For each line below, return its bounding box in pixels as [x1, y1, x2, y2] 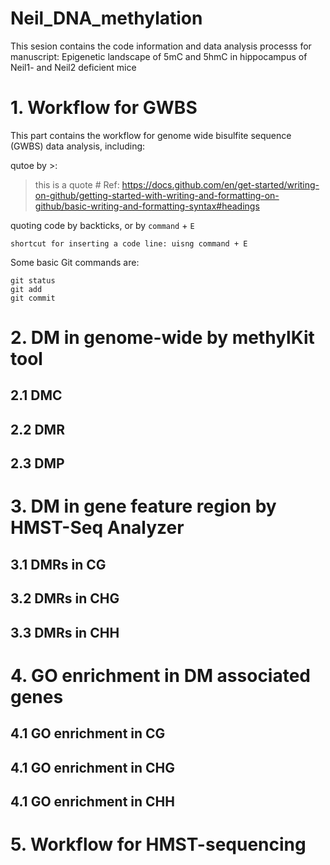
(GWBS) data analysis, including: [10, 140, 146, 152]
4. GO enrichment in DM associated [10, 664, 312, 687]
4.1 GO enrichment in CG [10, 725, 166, 742]
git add [10, 284, 43, 294]
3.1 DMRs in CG [10, 556, 107, 573]
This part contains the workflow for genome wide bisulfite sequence [10, 129, 292, 141]
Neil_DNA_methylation [10, 7, 203, 30]
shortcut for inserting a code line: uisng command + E [10, 238, 248, 249]
